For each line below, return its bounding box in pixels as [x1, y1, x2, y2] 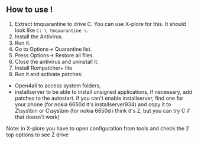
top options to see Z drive [6, 131, 69, 138]
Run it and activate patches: [14, 70, 83, 77]
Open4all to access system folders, [14, 82, 102, 89]
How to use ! [6, 5, 53, 15]
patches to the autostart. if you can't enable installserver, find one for [14, 94, 184, 102]
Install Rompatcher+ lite [14, 64, 73, 71]
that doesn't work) [14, 113, 60, 120]
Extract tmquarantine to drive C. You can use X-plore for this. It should [14, 20, 186, 27]
